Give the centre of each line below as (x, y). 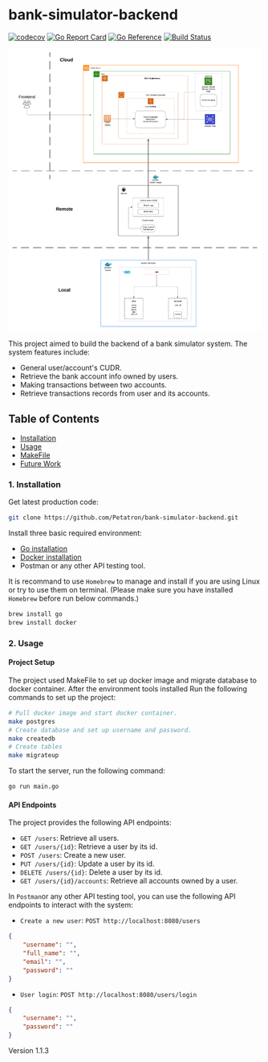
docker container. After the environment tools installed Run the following (128, 688)
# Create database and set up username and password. (100, 730)
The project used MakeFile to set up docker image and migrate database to (132, 680)
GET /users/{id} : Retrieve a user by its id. (89, 847)
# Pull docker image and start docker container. (93, 713)
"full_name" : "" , (52, 953)
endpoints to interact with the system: (71, 905)
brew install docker (43, 622)
